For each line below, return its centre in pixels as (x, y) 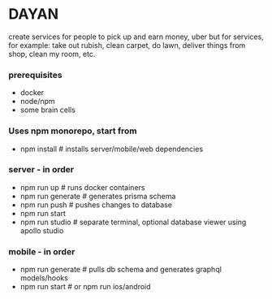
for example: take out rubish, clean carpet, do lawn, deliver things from (127, 45)
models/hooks (44, 278)
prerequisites (35, 75)
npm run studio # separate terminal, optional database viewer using (133, 222)
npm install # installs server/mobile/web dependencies (112, 149)
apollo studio (42, 230)
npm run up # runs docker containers (82, 187)
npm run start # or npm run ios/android (86, 287)
